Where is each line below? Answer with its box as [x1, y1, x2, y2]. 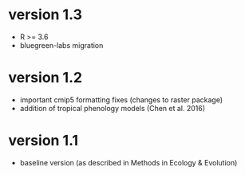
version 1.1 [8, 132, 78, 149]
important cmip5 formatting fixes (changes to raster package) [19, 94, 223, 105]
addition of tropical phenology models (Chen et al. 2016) [19, 103, 206, 113]
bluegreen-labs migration [19, 40, 104, 50]
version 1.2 [8, 69, 82, 87]
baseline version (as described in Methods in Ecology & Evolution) [19, 157, 238, 167]
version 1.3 [8, 6, 82, 24]
